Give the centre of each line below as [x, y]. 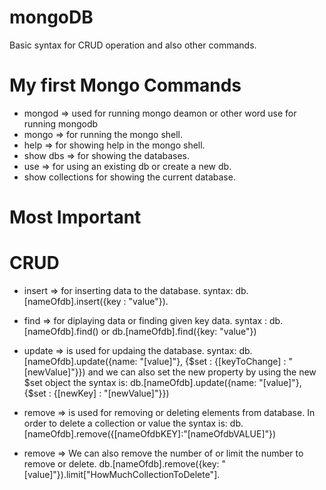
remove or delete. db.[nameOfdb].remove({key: [121, 464]
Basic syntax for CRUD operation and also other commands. [133, 45]
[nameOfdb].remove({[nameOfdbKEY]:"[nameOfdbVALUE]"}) [150, 434]
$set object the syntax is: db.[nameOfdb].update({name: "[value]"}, [162, 382]
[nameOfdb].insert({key [72, 301]
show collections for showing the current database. [129, 177]
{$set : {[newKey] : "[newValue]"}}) [96, 393]
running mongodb [61, 123]
